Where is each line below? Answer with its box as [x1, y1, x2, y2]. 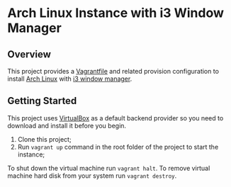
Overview [7, 48, 52, 60]
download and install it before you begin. [7, 121, 126, 130]
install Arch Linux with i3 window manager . [7, 74, 133, 83]
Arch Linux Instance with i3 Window [7, 5, 225, 21]
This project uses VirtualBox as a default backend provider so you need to [7, 113, 224, 122]
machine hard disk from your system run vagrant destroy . [7, 171, 177, 180]
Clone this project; [17, 135, 72, 143]
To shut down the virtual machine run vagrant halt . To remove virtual [7, 164, 210, 172]
